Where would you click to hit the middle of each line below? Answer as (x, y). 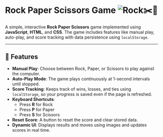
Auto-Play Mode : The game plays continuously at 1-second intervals (81, 79)
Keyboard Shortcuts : (33, 99)
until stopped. (26, 84)
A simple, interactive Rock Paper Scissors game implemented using (73, 27)
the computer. (26, 73)
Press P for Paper (37, 110)
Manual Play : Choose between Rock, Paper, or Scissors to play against (83, 68)
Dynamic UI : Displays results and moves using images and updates (79, 125)
